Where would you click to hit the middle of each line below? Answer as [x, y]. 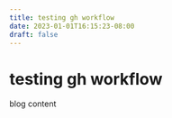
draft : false [34, 34]
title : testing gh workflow [62, 18]
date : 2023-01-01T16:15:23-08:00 [72, 26]
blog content [33, 104]
